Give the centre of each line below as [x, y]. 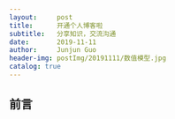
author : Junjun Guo [53, 50]
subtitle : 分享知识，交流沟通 [63, 33]
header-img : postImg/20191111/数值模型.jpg [87, 58]
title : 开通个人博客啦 [56, 26]
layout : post [41, 17]
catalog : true [35, 67]
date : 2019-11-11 [53, 42]
